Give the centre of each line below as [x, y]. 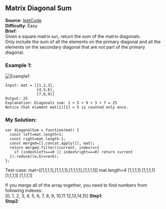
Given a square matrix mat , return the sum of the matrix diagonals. [73, 36]
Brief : [11, 31]
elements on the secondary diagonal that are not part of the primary [75, 47]
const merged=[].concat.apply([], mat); [52, 143]
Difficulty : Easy [21, 26]
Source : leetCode [23, 20]
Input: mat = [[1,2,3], [30, 85]
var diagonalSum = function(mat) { [42, 130]
